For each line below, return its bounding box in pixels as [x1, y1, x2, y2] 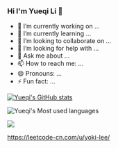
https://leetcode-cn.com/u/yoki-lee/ [7, 133, 110, 142]
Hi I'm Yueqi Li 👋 [7, 6, 63, 16]
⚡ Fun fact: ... [17, 77, 56, 85]
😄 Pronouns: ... [17, 69, 62, 78]
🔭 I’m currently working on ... [17, 22, 100, 31]
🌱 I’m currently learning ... [17, 29, 92, 38]
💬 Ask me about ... [17, 51, 70, 60]
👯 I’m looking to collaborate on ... [17, 37, 112, 45]
